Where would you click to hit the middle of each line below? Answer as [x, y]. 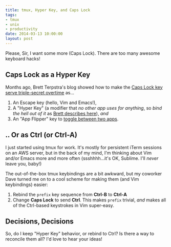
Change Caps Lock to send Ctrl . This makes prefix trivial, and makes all [89, 200]
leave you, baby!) [24, 163]
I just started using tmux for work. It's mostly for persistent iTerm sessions [84, 147]
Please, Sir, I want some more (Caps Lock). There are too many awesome [83, 53]
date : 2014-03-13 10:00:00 [34, 34]
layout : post [19, 39]
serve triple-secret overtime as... [40, 92]
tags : [11, 15]
